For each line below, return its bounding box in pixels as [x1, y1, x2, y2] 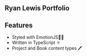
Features [4, 21, 33, 29]
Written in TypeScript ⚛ [11, 39, 61, 45]
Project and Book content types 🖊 [11, 45, 83, 51]
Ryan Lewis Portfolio [4, 4, 70, 12]
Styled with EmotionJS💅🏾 [11, 34, 64, 40]
